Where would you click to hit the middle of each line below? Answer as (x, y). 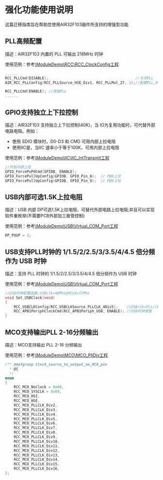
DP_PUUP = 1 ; (18, 235)
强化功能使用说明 (39, 10)
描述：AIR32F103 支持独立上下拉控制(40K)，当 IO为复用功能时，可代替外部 (80, 125)
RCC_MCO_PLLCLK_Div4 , (35, 414)
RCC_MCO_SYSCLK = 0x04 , (38, 392)
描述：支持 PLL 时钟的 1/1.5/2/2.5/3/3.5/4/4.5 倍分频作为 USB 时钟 (71, 273)
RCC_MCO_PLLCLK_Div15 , (37, 464)
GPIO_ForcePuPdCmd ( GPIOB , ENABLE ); (41, 172)
